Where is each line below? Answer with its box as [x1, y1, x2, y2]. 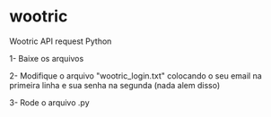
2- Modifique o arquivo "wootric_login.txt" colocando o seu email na [9, 70, 262, 81]
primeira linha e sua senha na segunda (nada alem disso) [9, 79, 221, 90]
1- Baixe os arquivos [9, 53, 84, 63]
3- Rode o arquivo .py [9, 96, 90, 108]
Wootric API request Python [9, 36, 112, 46]
